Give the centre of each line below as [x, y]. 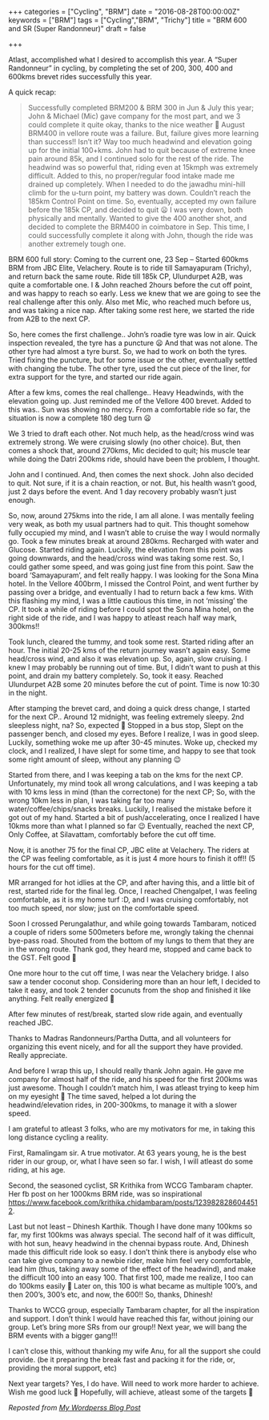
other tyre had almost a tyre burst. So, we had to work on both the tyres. [128, 351]
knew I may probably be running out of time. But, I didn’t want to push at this [134, 667]
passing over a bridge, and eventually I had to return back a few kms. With [131, 592]
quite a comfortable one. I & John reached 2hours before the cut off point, [130, 285]
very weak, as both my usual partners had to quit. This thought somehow [129, 524]
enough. [22, 500]
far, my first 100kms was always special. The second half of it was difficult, [132, 1235]
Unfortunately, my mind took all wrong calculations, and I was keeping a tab [133, 783]
